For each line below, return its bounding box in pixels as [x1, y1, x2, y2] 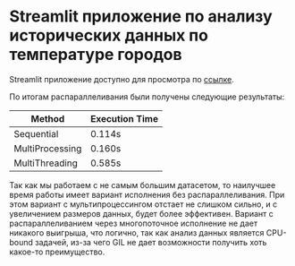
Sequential [13, 127, 59, 140]
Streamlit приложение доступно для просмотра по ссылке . [9, 73, 234, 84]
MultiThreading [13, 157, 79, 169]
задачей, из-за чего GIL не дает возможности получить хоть [35, 236, 267, 247]
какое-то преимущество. [9, 246, 105, 257]
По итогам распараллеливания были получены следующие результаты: [9, 91, 285, 102]
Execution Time [90, 112, 159, 124]
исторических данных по [9, 25, 208, 46]
